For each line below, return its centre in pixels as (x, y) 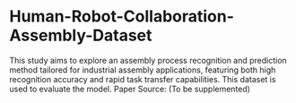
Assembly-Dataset (81, 35)
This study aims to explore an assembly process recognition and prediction (148, 60)
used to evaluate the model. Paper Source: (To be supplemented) (130, 89)
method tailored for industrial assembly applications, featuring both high (143, 70)
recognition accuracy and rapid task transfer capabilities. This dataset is (143, 79)
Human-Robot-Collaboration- (122, 17)
